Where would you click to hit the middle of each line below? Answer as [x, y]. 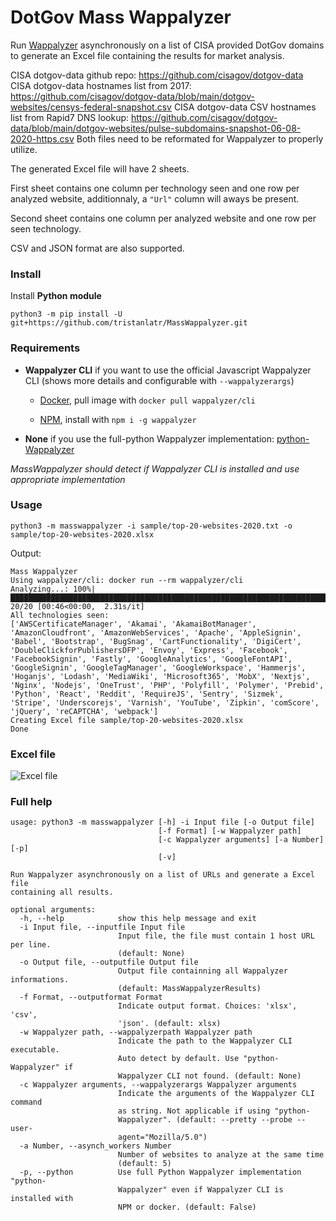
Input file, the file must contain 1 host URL [216, 936]
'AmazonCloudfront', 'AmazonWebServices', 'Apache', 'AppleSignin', [156, 632]
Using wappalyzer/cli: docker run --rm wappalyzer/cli [127, 580]
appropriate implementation [68, 479]
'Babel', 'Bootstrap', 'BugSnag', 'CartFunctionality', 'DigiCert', [156, 641]
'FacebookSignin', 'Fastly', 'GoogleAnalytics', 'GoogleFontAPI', [151, 659]
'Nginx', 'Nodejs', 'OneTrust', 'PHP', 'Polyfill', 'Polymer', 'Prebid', [167, 685]
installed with [42, 1199]
